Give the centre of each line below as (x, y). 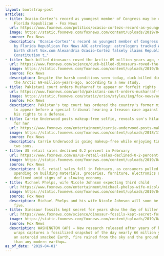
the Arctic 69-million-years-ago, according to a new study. (77, 82)
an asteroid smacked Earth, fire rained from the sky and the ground (86, 237)
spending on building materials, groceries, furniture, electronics (85, 174)
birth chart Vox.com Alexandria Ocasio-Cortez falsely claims (78, 50)
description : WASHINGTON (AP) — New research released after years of (83, 228)
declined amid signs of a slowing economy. (59, 178)
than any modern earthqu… (40, 242)
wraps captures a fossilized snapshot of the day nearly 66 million (85, 233)
